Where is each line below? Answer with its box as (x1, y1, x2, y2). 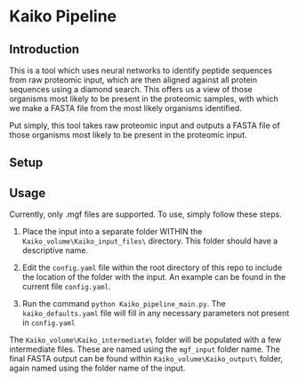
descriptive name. (21, 245, 89, 256)
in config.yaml (21, 317, 76, 328)
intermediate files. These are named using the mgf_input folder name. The (9, 344, 280, 354)
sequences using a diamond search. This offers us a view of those (9, 84, 253, 94)
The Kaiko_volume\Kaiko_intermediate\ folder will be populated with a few (9, 335, 282, 346)
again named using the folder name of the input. (9, 362, 186, 374)
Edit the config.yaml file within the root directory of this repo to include (21, 262, 283, 273)
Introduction (9, 42, 80, 57)
